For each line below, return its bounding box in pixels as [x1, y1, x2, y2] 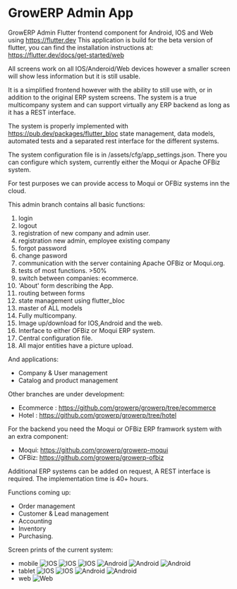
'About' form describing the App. [18, 281, 114, 290]
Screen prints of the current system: [8, 545, 114, 554]
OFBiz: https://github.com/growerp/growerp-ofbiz [18, 453, 164, 461]
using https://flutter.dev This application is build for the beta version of [8, 35, 213, 44]
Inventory [18, 524, 47, 533]
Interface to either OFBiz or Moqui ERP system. [18, 326, 156, 334]
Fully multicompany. [18, 311, 77, 320]
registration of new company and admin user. [18, 229, 151, 237]
